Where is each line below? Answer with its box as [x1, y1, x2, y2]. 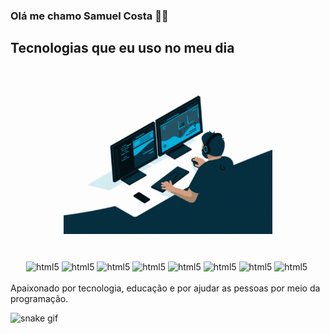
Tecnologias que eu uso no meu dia [10, 40, 235, 57]
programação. [10, 292, 69, 304]
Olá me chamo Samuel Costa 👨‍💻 [10, 9, 169, 23]
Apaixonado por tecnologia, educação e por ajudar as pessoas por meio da [10, 282, 321, 294]
